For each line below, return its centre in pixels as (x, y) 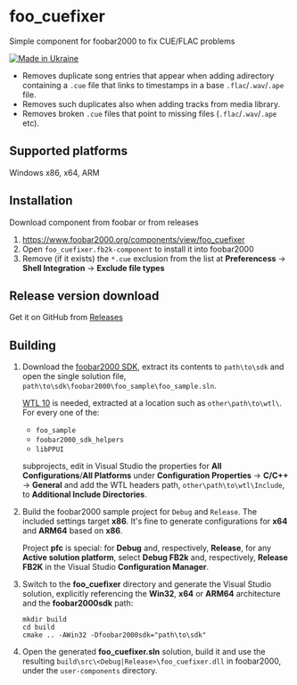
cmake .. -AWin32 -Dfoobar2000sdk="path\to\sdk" (114, 635)
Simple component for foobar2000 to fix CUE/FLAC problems (122, 41)
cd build (38, 627)
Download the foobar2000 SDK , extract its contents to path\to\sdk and (153, 367)
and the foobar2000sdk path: (78, 603)
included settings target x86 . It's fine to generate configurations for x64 (155, 521)
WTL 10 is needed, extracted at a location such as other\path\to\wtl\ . (152, 403)
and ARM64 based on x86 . (72, 531)
